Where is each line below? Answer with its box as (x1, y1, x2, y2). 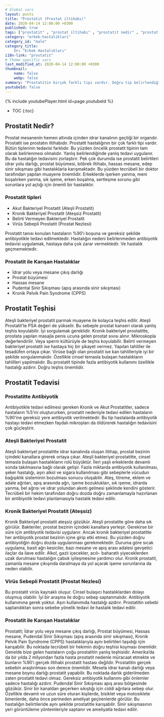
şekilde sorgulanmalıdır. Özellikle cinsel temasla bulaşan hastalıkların (5, 354, 143, 359)
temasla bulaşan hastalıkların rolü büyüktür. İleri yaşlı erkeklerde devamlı (5, 459, 150, 465)
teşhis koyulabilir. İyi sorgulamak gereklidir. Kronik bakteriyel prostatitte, (5, 328, 149, 333)
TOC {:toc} (12, 107, 34, 113)
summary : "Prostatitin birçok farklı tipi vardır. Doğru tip (5, 80, 132, 85)
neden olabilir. (5, 566, 34, 571)
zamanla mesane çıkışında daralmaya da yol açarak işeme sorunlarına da (5, 561, 152, 566)
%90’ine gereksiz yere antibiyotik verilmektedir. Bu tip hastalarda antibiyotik (5, 415, 158, 421)
